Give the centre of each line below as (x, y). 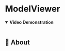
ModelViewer (33, 9)
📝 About (17, 43)
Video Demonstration (32, 22)
